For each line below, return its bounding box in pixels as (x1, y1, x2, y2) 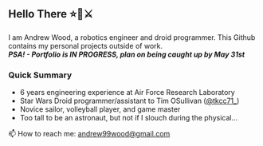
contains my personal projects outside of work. (8, 41, 163, 50)
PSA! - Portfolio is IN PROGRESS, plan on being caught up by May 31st (8, 49, 245, 59)
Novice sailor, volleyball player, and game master (19, 105, 181, 114)
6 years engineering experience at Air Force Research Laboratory (19, 88, 235, 97)
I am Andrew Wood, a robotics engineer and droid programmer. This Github (8, 32, 256, 42)
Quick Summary (8, 69, 73, 81)
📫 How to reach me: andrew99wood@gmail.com (8, 129, 171, 139)
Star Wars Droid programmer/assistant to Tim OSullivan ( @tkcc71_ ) (19, 96, 240, 106)
